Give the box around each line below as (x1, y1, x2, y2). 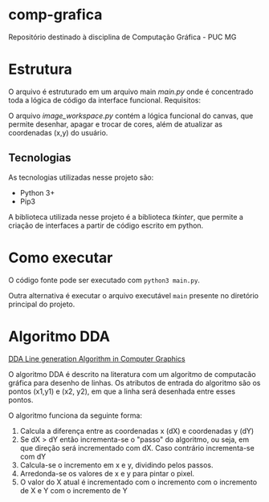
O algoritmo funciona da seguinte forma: (8, 411, 143, 420)
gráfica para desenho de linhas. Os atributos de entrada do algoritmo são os (8, 378, 261, 387)
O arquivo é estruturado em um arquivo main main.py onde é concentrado (8, 87, 254, 96)
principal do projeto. (8, 299, 75, 309)
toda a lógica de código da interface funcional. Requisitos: (8, 95, 201, 105)
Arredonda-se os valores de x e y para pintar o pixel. (19, 468, 195, 478)
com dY (19, 451, 47, 461)
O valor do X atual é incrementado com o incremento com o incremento (19, 477, 258, 487)
